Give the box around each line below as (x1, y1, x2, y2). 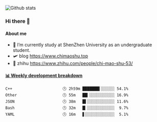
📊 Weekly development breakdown (5, 72, 83, 78)
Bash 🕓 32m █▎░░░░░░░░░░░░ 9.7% (5, 106, 129, 111)
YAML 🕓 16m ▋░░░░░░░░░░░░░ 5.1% (5, 112, 129, 117)
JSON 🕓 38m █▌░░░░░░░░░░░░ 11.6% (5, 99, 129, 105)
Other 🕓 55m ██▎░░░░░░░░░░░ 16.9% (5, 93, 129, 98)
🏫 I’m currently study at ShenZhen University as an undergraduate (12, 42, 152, 48)
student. (12, 47, 31, 53)
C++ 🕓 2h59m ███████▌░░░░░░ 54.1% (5, 86, 129, 92)
